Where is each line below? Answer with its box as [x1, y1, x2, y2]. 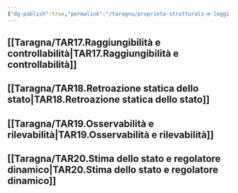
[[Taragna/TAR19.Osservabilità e [7, 117, 154, 129]
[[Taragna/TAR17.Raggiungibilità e [7, 37, 161, 49]
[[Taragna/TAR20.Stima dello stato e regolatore [7, 153, 221, 165]
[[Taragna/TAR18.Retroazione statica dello [7, 83, 199, 95]
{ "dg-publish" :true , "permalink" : [7, 10, 106, 18]
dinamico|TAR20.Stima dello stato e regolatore [7, 164, 218, 176]
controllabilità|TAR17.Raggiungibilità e [7, 47, 179, 60]
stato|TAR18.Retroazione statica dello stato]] [7, 93, 210, 106]
